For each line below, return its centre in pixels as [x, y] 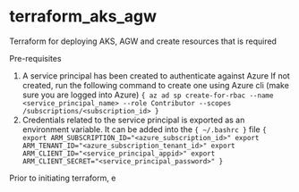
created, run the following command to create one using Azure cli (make [155, 85]
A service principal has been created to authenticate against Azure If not [156, 75]
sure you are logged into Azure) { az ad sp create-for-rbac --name [148, 95]
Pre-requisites [35, 58]
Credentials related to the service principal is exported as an [133, 120]
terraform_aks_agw [83, 17]
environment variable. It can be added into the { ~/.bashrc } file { [144, 129]
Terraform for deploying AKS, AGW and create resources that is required [143, 41]
